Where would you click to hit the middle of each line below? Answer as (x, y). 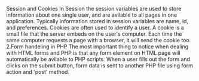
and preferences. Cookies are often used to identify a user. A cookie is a (95, 27)
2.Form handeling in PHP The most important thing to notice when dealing (97, 46)
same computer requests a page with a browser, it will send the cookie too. (99, 40)
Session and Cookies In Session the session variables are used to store (94, 9)
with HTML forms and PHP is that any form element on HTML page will (93, 53)
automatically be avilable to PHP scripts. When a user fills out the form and (98, 59)
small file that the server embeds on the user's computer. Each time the (94, 34)
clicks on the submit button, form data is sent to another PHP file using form (99, 66)
